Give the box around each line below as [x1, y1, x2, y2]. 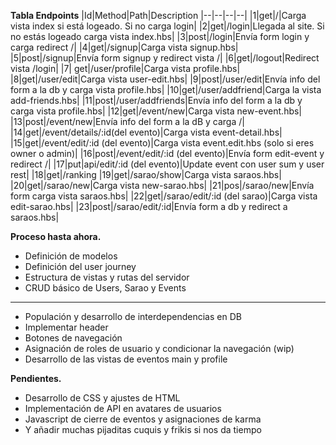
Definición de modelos [24, 250, 118, 262]
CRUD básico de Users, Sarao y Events [24, 282, 187, 294]
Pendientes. [10, 373, 62, 384]
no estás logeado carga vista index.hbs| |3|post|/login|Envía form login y [10, 31, 310, 42]
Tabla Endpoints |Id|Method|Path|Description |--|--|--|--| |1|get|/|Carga [10, 10, 307, 21]
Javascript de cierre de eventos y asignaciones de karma [24, 413, 262, 425]
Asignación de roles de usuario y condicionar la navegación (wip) [24, 343, 295, 354]
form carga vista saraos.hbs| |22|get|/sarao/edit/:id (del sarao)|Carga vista [10, 190, 318, 202]
